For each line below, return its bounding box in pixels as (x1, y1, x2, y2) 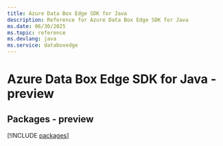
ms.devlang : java (7, 36, 57, 42)
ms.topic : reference (7, 29, 67, 36)
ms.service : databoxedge (7, 42, 78, 49)
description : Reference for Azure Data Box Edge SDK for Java (7, 16, 189, 23)
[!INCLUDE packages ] (7, 132, 69, 139)
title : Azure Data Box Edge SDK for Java (7, 10, 128, 17)
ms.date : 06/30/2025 (7, 23, 67, 29)
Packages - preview (7, 113, 94, 125)
